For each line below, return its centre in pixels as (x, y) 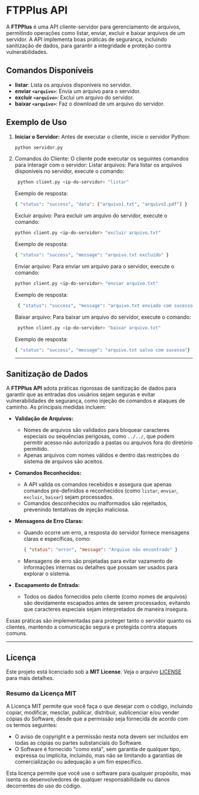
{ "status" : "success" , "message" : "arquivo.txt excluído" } (92, 255)
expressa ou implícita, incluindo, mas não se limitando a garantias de (99, 755)
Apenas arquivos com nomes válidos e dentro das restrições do (101, 455)
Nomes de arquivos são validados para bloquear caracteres (97, 430)
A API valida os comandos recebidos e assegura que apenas (97, 485)
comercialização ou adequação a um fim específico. (78, 762)
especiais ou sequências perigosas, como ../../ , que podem (99, 437)
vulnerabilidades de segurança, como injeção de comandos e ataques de (96, 401)
